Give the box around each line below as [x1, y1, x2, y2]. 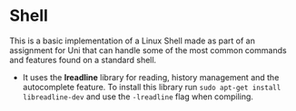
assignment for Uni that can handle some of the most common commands [9, 44, 288, 55]
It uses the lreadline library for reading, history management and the [22, 71, 280, 82]
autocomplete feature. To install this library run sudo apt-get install [22, 81, 281, 92]
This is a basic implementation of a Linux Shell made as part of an [9, 35, 256, 46]
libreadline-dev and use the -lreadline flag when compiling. [22, 91, 254, 102]
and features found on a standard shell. [9, 54, 157, 65]
